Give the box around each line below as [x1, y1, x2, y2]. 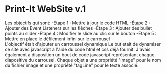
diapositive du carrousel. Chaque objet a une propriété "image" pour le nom [5, 57, 161, 63]
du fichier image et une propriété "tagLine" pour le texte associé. [5, 62, 139, 68]
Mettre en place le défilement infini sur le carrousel [5, 36, 110, 42]
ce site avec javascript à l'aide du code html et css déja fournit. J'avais [5, 46, 151, 52]
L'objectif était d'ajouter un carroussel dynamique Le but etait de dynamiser [5, 41, 161, 47]
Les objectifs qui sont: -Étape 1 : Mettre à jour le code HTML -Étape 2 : [5, 20, 150, 26]
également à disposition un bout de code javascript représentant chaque [5, 51, 155, 58]
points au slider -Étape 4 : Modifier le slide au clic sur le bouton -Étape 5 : [5, 30, 157, 36]
